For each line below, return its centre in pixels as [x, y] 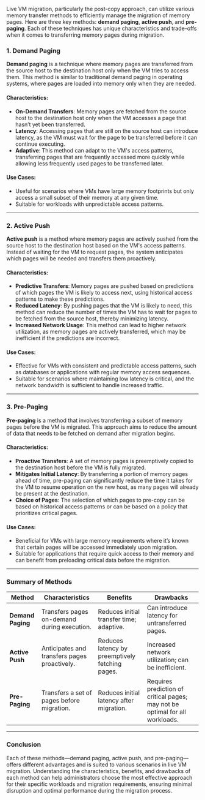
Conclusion [24, 745]
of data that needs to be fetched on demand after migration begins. [91, 433]
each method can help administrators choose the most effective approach [99, 777]
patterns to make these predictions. [60, 299]
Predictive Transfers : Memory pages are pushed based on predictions [104, 286]
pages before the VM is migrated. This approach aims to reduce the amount [102, 427]
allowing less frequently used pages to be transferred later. [89, 163]
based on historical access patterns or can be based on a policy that [101, 506]
